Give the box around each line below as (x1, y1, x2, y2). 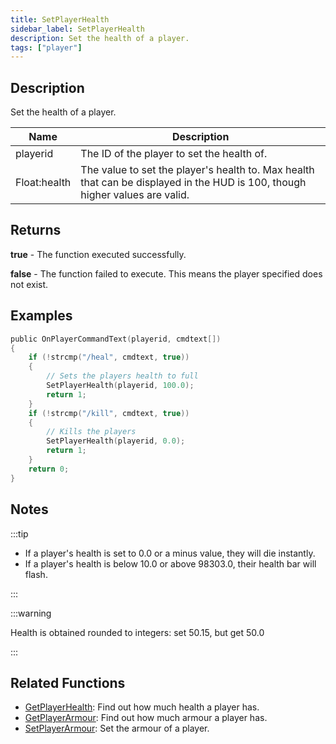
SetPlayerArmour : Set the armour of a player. (24, 722, 210, 735)
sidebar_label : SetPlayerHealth (10, 24, 145, 34)
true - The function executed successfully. (10, 248, 187, 260)
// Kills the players (46, 427, 137, 437)
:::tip (10, 527, 29, 540)
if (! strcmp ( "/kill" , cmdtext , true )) (28, 408, 190, 418)
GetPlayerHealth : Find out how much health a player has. (24, 701, 260, 713)
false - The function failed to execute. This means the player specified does (10, 267, 323, 280)
